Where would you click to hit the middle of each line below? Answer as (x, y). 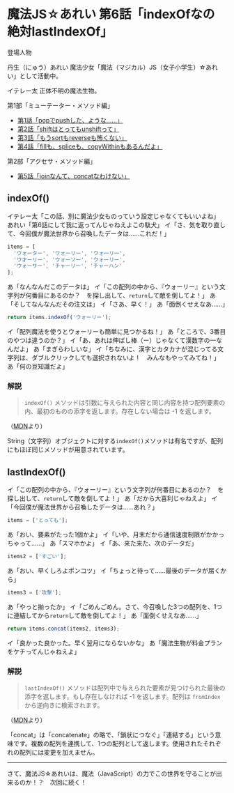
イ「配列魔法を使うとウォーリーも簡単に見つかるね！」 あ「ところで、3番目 (117, 331)
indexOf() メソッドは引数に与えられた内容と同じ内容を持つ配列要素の (125, 403)
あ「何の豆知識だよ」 (38, 366)
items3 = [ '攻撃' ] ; (34, 592)
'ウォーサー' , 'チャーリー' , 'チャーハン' (68, 266)
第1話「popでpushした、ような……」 (70, 120)
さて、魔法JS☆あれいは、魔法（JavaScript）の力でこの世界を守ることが (112, 773)
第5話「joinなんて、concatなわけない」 (73, 176)
